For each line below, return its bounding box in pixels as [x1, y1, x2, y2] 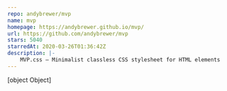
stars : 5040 [7, 37, 43, 44]
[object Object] [7, 75, 52, 84]
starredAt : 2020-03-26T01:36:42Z [7, 43, 106, 50]
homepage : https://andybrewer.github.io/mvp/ [7, 23, 144, 30]
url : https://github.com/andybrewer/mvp [7, 30, 129, 37]
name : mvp [7, 17, 37, 24]
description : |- [7, 50, 55, 57]
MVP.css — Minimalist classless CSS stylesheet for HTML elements [20, 56, 221, 63]
